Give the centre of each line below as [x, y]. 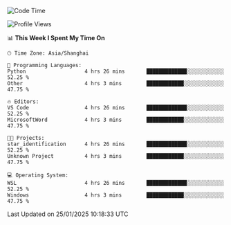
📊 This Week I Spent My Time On [56, 38]
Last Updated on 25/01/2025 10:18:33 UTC [68, 214]
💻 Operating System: [38, 175]
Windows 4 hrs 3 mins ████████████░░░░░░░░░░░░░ [116, 195]
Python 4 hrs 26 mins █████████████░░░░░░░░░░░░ [116, 71]
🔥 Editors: [23, 102]
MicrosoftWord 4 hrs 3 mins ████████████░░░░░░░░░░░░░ [116, 120]
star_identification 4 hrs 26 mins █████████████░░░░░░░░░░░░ [116, 144]
